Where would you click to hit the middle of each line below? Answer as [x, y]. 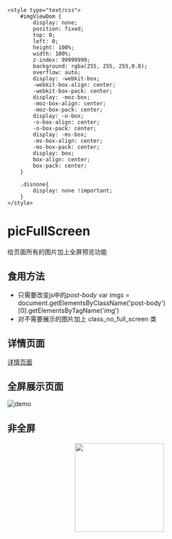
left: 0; [46, 41]
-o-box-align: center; [66, 122]
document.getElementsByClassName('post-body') [91, 303]
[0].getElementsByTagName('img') [68, 310]
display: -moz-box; [62, 97]
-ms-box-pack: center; [66, 147]
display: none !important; [73, 191]
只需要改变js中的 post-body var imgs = [74, 294]
